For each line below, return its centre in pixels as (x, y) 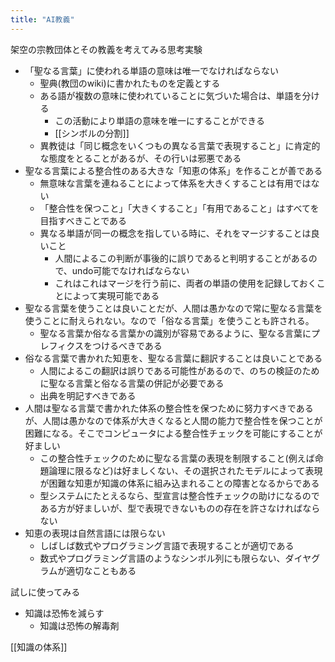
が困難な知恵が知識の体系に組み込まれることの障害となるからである (179, 483)
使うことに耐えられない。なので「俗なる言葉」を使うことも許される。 (169, 320)
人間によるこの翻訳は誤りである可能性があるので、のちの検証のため (179, 370)
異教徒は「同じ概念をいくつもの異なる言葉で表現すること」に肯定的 (180, 145)
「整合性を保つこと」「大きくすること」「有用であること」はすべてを (179, 208)
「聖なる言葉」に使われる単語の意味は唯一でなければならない (152, 70)
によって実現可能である (111, 295)
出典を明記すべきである (88, 395)
